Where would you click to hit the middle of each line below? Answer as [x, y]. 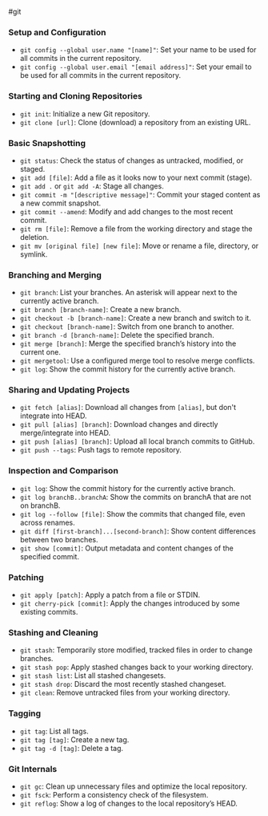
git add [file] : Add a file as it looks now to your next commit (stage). [136, 177]
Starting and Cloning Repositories [75, 96]
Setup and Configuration [57, 32]
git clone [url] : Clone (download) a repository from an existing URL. [135, 122]
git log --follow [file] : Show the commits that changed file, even [132, 514]
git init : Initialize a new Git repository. [85, 114]
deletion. [34, 237]
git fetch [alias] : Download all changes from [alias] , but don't [128, 408]
